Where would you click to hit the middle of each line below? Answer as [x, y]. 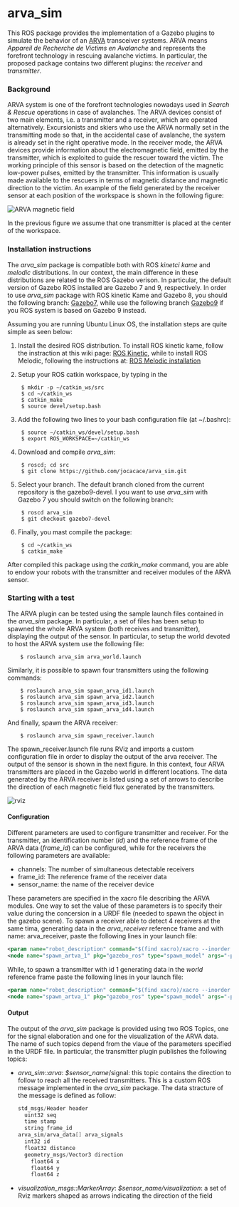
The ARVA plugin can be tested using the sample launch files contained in [116, 613]
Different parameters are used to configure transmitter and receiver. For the [118, 833]
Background [29, 89]
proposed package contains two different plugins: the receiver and [105, 63]
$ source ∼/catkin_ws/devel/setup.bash [80, 432]
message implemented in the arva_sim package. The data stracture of [121, 1087]
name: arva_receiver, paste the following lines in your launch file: [102, 936]
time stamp [41, 1121]
